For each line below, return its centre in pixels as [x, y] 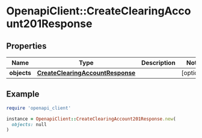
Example [23, 94]
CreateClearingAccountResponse [86, 73]
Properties [26, 46]
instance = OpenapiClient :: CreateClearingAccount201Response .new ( [91, 119]
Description [158, 63]
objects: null [29, 124]
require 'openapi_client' [38, 108]
